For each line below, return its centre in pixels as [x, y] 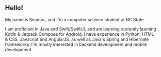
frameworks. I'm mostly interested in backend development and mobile [76, 44]
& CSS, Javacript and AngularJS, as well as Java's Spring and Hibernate [77, 39]
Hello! [14, 8]
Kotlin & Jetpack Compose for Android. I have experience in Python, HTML [80, 34]
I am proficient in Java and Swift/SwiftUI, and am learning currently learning [81, 29]
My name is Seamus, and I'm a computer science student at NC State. [75, 19]
